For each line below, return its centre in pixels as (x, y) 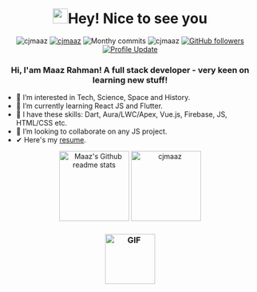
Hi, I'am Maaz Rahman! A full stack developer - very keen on (130, 70)
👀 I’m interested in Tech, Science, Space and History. (103, 98)
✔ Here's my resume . (51, 140)
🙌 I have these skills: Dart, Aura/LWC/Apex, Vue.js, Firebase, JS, (121, 114)
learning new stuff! (130, 80)
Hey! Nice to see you (137, 19)
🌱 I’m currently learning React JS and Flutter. (89, 106)
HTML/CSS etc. (42, 123)
